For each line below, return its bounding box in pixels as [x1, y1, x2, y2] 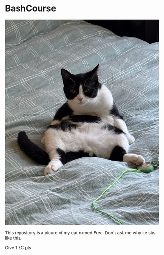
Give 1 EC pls [5, 244, 32, 250]
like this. [5, 235, 22, 241]
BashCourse [5, 3, 56, 14]
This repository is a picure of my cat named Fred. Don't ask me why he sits [5, 230, 156, 235]
